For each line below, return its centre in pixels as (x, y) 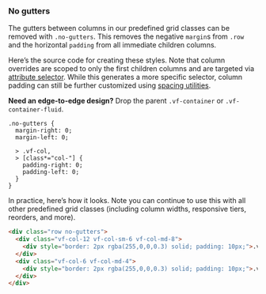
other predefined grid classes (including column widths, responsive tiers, (127, 209)
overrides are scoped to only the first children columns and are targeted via (131, 69)
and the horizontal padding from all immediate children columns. (112, 45)
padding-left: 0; (51, 172)
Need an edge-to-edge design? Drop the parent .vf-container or (116, 101)
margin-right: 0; (44, 131)
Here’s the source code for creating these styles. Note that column (117, 60)
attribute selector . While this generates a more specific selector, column (125, 77)
